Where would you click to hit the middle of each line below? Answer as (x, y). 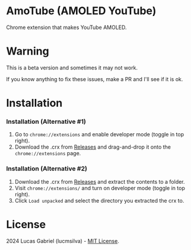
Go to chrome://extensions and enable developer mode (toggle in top (99, 134)
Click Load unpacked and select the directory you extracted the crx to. (99, 200)
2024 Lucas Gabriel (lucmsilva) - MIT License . (63, 241)
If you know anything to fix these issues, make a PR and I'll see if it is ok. (95, 79)
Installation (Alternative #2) (47, 169)
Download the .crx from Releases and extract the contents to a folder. (100, 181)
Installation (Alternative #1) (46, 121)
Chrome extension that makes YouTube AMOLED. (66, 27)
